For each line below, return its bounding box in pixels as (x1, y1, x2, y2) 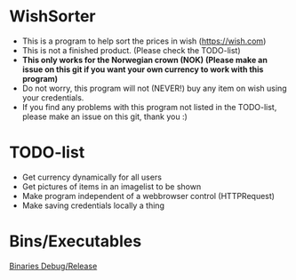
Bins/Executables (9, 231, 142, 252)
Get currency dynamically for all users (21, 172, 163, 182)
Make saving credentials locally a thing (21, 200, 164, 211)
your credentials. (21, 92, 84, 103)
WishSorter (9, 6, 96, 27)
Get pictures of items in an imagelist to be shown (21, 180, 202, 192)
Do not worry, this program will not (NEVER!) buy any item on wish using (21, 83, 287, 93)
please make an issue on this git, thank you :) (21, 111, 188, 122)
